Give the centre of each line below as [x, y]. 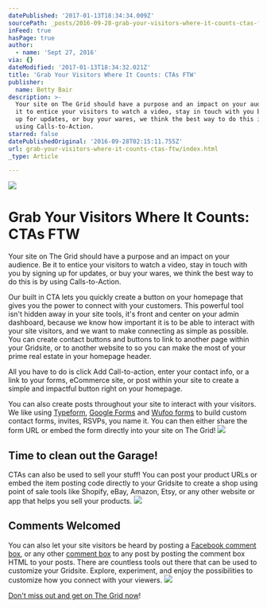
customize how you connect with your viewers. [85, 580]
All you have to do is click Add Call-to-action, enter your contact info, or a [129, 372]
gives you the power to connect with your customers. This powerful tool [126, 306]
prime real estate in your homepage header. [80, 357]
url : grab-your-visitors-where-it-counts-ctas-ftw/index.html [113, 149]
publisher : [26, 82]
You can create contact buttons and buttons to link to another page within [129, 340]
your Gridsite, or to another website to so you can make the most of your [127, 348]
